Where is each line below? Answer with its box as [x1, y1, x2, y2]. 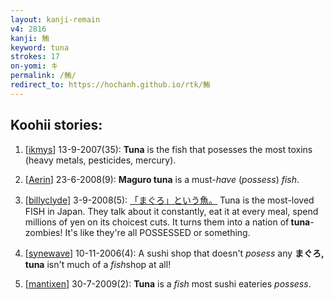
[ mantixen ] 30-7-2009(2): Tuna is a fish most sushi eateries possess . [24, 277, 312, 290]
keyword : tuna [10, 42, 70, 53]
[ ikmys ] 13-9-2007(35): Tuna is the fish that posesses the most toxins [24, 143, 313, 155]
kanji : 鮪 [10, 33, 50, 43]
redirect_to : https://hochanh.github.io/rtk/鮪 [10, 80, 211, 90]
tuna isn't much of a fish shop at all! [24, 258, 172, 270]
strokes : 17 [10, 52, 60, 62]
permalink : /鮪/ [10, 71, 77, 81]
